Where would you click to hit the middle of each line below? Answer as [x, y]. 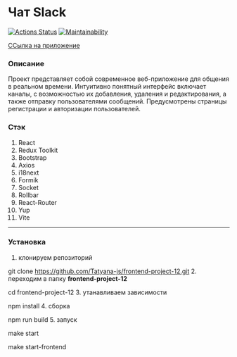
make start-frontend [37, 346]
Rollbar [28, 195]
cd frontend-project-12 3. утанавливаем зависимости [88, 292]
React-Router [37, 202]
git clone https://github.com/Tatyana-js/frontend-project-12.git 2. [102, 271]
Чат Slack [37, 12]
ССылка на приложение [44, 45]
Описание [26, 63]
